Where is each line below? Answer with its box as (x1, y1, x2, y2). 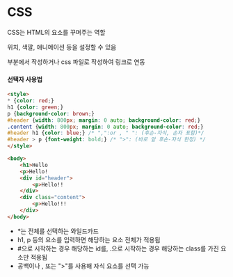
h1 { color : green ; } (7, 104, 64, 111)
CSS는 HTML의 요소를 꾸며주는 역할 (7, 28, 106, 36)
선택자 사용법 (7, 74, 43, 84)
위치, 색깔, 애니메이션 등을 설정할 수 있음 (7, 42, 117, 51)
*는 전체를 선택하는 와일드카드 (17, 227, 99, 235)
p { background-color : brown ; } (7, 110, 95, 117)
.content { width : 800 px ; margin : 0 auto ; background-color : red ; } (7, 123, 204, 130)
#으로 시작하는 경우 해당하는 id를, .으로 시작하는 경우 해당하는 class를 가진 (17, 244, 219, 253)
